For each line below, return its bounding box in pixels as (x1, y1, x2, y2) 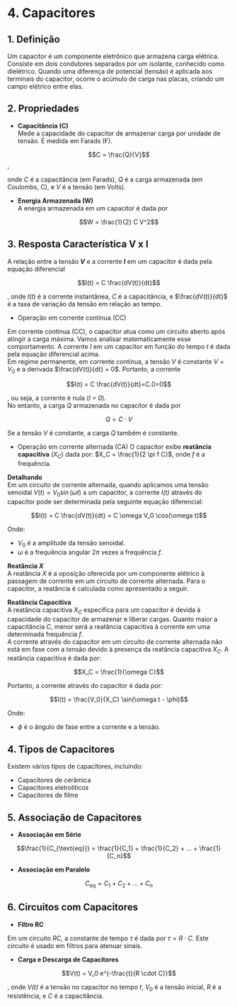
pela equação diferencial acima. (7, 350, 100, 358)
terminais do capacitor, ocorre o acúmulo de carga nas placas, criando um (7, 74, 224, 83)
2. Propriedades (7, 103, 80, 115)
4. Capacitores (7, 5, 96, 21)
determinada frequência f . (7, 630, 83, 638)
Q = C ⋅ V (105, 415, 133, 423)
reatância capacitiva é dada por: (7, 654, 101, 662)
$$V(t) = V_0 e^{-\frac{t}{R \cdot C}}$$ (61, 969, 177, 977)
